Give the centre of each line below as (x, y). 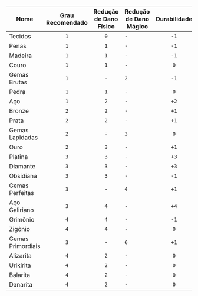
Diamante (22, 166)
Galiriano (22, 210)
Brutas (18, 82)
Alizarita (20, 256)
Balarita (20, 275)
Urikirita (20, 265)
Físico (106, 26)
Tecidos (20, 36)
